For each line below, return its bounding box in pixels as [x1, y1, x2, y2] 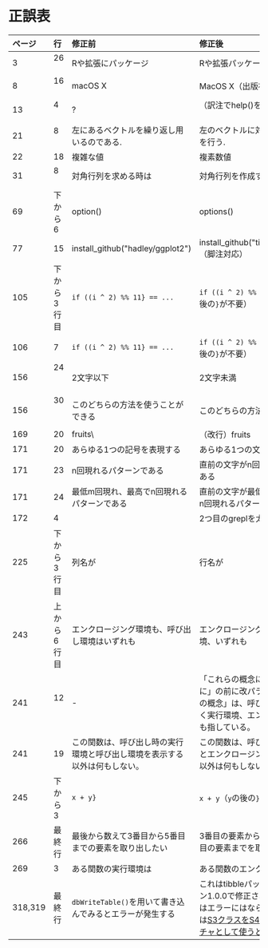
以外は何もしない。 [71, 760, 144, 771]
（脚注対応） [199, 248, 247, 260]
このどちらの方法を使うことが [71, 399, 184, 410]
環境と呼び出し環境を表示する [71, 748, 184, 760]
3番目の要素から [199, 830, 261, 841]
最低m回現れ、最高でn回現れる [71, 486, 187, 497]
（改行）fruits [199, 429, 251, 440]
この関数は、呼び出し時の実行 [71, 736, 184, 748]
